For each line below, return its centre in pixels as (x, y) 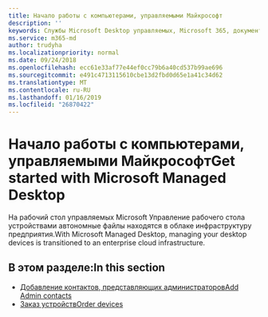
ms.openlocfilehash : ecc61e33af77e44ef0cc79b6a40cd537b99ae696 (116, 68)
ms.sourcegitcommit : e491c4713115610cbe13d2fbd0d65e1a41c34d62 (116, 75)
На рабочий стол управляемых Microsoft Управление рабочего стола (127, 217)
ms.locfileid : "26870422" (51, 105)
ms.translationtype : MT (48, 82)
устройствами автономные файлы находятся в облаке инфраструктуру (130, 226)
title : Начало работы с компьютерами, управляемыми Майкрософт (116, 16)
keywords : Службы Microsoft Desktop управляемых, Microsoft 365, (119, 30)
